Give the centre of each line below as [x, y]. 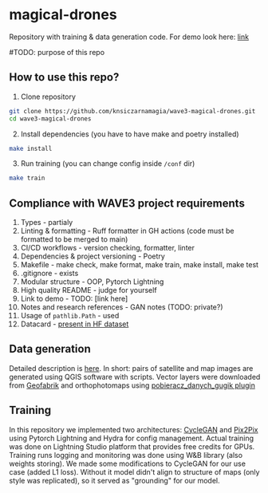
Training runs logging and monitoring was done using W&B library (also [126, 455]
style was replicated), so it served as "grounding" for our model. [114, 480]
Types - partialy [47, 223]
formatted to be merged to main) [74, 239]
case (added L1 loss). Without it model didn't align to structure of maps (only [134, 471]
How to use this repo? [64, 77]
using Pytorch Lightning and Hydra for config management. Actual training [132, 438]
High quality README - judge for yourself [89, 290]
